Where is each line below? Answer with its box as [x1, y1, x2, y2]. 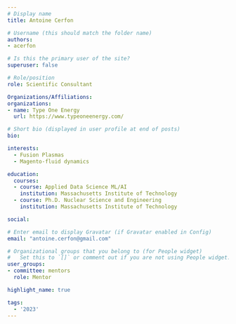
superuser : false [7, 62, 58, 69]
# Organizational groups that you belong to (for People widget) [7, 248, 202, 255]
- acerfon [7, 43, 37, 50]
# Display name [7, 10, 52, 18]
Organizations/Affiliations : [7, 93, 93, 100]
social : [7, 215, 30, 223]
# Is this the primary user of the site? [7, 55, 131, 62]
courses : [13, 177, 39, 184]
